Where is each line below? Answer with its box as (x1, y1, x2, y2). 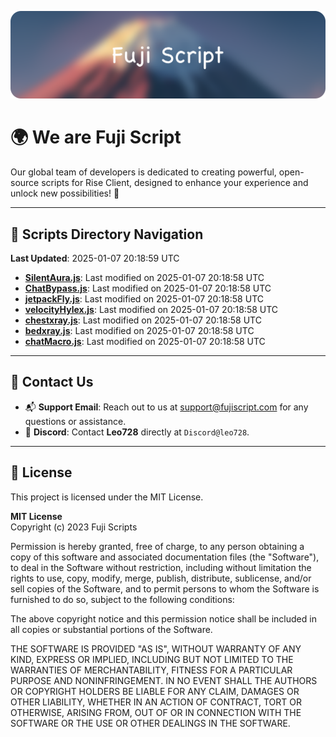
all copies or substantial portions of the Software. (10, 623, 213, 635)
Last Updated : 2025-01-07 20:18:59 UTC (10, 252, 180, 265)
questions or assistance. (24, 415, 127, 427)
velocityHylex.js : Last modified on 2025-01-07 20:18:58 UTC (24, 304, 279, 316)
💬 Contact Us (10, 374, 94, 391)
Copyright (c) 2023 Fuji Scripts (10, 521, 138, 533)
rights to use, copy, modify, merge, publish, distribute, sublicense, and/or (10, 572, 312, 584)
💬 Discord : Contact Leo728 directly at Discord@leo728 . (24, 426, 250, 438)
